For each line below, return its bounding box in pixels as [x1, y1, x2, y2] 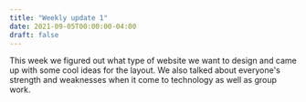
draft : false [9, 30, 59, 39]
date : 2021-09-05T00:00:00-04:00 [9, 22, 137, 31]
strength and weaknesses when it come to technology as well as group [9, 75, 277, 86]
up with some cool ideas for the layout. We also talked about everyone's [9, 65, 281, 76]
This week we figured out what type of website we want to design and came [9, 56, 297, 66]
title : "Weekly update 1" [9, 13, 108, 23]
